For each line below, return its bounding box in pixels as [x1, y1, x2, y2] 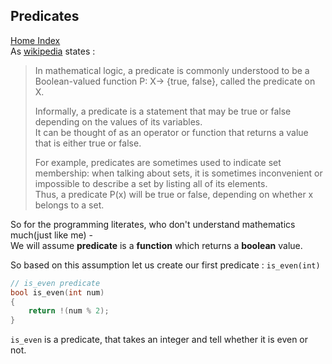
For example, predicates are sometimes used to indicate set [34, 156, 282, 168]
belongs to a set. [34, 199, 105, 211]
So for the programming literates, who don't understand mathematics [10, 218, 296, 230]
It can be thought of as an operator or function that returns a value [34, 126, 309, 138]
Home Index [10, 34, 61, 46]
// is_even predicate [10, 278, 101, 288]
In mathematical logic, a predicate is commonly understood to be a [34, 64, 310, 76]
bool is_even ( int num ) [10, 287, 105, 298]
